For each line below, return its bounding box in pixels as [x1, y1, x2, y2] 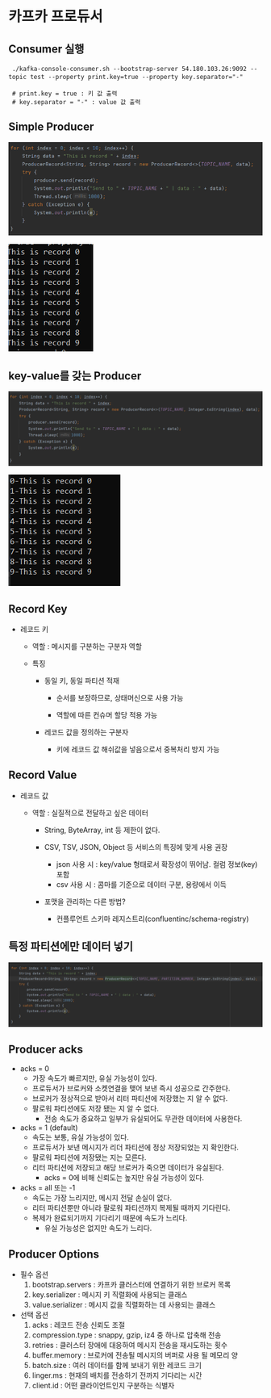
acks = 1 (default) [19, 1123, 78, 1132]
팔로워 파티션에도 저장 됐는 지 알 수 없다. [31, 1103, 160, 1114]
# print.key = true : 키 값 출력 [11, 90, 118, 98]
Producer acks [8, 1042, 83, 1056]
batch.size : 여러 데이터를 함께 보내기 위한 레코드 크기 [31, 1361, 202, 1371]
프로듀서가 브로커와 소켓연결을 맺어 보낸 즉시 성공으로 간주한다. [31, 1083, 231, 1094]
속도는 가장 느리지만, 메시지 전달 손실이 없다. [31, 1193, 173, 1203]
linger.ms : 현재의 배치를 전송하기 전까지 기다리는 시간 [31, 1371, 202, 1380]
